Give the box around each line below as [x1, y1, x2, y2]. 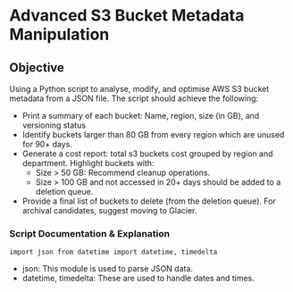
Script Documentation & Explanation [9, 227, 171, 239]
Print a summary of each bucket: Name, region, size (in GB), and [21, 111, 260, 121]
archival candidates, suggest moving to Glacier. [21, 205, 197, 215]
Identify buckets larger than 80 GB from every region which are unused [21, 129, 285, 139]
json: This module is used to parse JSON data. [21, 263, 194, 274]
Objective [9, 60, 65, 75]
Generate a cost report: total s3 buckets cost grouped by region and [21, 148, 274, 159]
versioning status [21, 120, 87, 130]
